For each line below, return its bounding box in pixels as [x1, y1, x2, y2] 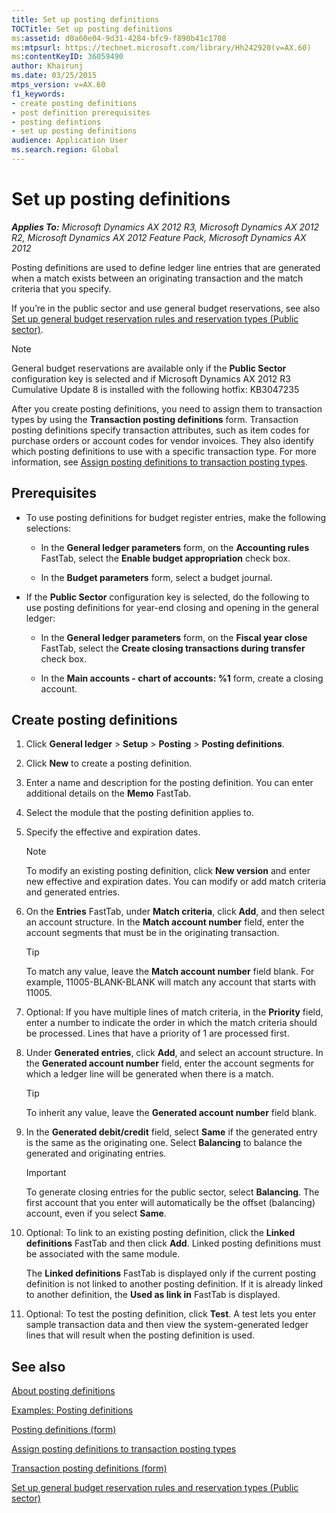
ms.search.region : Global [11, 145, 119, 155]
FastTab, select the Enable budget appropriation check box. [40, 552, 291, 564]
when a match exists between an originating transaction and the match [11, 272, 304, 284]
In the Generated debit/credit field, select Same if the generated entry [25, 1126, 318, 1138]
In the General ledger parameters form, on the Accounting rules [40, 541, 310, 553]
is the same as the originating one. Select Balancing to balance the [25, 1137, 303, 1149]
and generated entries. [25, 886, 121, 898]
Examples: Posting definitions [11, 1404, 134, 1416]
